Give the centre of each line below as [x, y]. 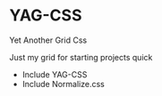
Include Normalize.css [64, 84]
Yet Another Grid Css [48, 40]
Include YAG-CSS [55, 74]
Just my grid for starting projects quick [81, 57]
